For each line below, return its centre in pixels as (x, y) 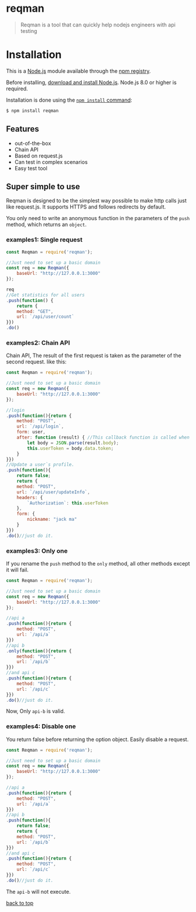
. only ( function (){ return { (39, 651)
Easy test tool (31, 168)
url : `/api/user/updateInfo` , (54, 492)
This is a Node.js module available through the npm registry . (78, 71)
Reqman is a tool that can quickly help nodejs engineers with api (98, 25)
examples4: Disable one (41, 726)
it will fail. (18, 570)
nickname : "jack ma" (52, 519)
